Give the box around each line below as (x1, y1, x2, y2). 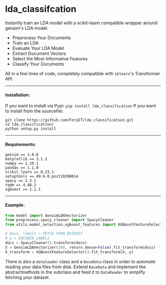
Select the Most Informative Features (12, 55, 88, 61)
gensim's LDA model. (5, 25, 48, 31)
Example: (5, 202, 25, 208)
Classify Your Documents (12, 61, 64, 67)
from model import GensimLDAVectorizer (5, 213, 87, 218)
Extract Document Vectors (12, 50, 66, 56)
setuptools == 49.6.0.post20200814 (5, 174, 79, 179)
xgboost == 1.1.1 (5, 187, 41, 192)
